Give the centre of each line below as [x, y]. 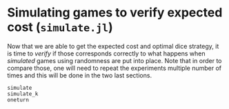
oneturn [18, 100]
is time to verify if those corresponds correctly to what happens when [106, 53]
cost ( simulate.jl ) [60, 27]
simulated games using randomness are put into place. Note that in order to [114, 60]
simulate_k [23, 94]
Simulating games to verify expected [115, 13]
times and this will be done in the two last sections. [80, 75]
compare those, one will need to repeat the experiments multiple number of [114, 68]
